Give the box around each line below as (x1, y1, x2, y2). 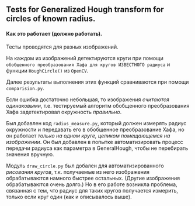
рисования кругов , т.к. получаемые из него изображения (6, 168, 150, 175)
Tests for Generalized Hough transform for (6, 5, 165, 15)
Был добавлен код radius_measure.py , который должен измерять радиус (6, 119, 187, 126)
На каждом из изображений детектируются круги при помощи (6, 54, 163, 61)
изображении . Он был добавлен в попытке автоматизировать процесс (6, 138, 184, 145)
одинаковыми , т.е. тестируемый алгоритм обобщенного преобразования (6, 102, 190, 109)
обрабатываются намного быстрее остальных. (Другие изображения (6, 174, 180, 181)
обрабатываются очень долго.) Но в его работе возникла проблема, (6, 181, 177, 188)
